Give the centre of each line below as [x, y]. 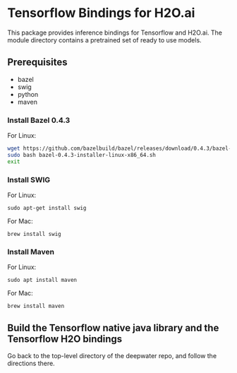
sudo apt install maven [42, 280]
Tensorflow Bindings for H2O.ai [101, 13]
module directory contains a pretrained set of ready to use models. [105, 40]
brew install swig [34, 234]
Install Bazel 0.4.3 [39, 120]
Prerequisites [37, 63]
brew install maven [36, 306]
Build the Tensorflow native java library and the [113, 327]
